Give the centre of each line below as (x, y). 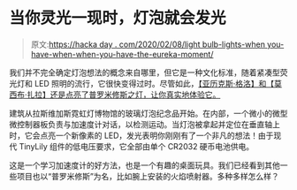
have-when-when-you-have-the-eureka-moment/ (122, 54)
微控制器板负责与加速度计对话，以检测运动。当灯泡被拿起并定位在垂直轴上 (145, 124)
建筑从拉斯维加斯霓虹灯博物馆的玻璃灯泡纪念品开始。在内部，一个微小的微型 (148, 113)
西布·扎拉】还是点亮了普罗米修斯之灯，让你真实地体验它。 (115, 95)
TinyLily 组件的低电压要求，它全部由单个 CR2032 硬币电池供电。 (137, 146)
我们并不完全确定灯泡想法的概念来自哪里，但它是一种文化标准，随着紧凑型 (145, 72)
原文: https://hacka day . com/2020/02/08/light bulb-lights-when (148, 44)
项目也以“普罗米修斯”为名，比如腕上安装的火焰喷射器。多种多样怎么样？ (148, 176)
